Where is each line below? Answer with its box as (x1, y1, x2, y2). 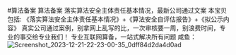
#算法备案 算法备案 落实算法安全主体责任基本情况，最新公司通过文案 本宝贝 (7, 6, 228, 14)
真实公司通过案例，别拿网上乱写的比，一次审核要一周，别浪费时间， (20, 24, 220, 32)
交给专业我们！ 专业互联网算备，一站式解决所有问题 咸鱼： (25, 32, 196, 41)
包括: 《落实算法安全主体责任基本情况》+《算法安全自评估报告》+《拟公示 (7, 15, 224, 23)
